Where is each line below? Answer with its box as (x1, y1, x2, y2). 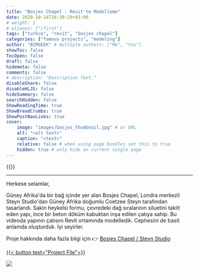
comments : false (6, 69, 46, 75)
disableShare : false (6, 81, 57, 87)
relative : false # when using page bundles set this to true (17, 141, 171, 147)
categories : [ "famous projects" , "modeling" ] (6, 36, 120, 42)
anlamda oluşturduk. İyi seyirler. (6, 223, 84, 230)
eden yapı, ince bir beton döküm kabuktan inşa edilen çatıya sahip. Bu (6, 210, 177, 217)
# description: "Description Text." (6, 75, 97, 81)
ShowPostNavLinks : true (6, 113, 65, 119)
